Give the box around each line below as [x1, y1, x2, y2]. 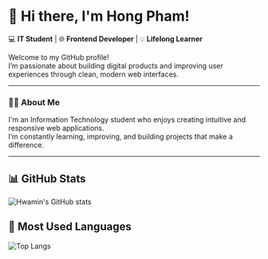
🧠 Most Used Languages [8, 220, 132, 233]
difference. [8, 140, 45, 150]
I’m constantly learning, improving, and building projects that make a [8, 131, 234, 142]
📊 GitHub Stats [8, 171, 86, 186]
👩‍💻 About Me [8, 96, 60, 108]
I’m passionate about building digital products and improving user [8, 61, 223, 70]
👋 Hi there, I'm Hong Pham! [8, 7, 190, 26]
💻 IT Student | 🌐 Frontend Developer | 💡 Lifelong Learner [8, 33, 203, 43]
